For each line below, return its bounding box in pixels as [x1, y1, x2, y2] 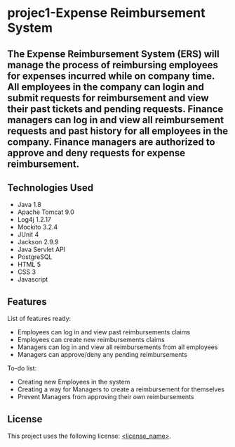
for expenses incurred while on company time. [7, 70, 215, 82]
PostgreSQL [17, 253, 53, 261]
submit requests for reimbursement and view [7, 92, 209, 103]
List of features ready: [7, 315, 72, 323]
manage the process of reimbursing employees [7, 58, 219, 71]
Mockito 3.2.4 [17, 223, 58, 232]
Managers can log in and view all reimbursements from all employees [17, 343, 218, 351]
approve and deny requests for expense [7, 146, 186, 159]
